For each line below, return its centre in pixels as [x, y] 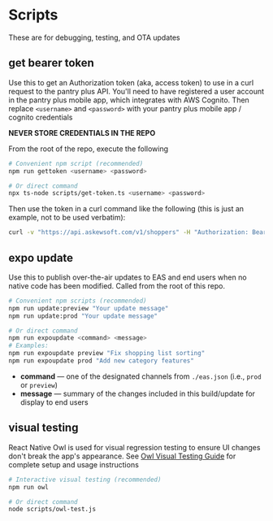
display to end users [54, 402]
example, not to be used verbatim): [67, 218]
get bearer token [52, 63]
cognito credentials [41, 117]
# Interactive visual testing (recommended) [85, 480]
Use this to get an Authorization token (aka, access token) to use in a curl [131, 82]
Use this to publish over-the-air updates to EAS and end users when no [128, 277]
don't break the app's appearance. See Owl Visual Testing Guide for [122, 456]
